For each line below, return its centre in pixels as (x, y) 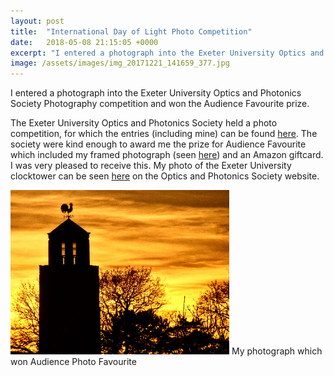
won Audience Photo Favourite (73, 362)
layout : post (37, 21)
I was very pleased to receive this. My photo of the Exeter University (151, 166)
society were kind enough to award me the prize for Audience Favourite (158, 144)
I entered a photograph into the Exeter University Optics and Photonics (156, 93)
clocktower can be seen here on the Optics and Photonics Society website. (165, 176)
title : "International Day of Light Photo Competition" (131, 31)
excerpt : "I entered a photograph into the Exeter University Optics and (167, 53)
